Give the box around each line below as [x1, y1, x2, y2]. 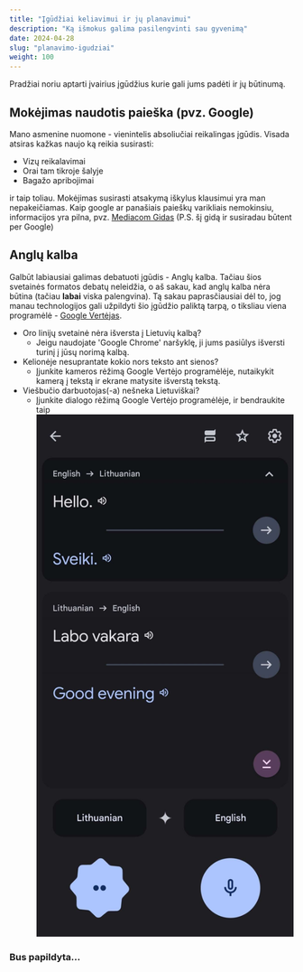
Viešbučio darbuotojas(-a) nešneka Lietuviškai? [22, 385, 200, 396]
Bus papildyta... [9, 951, 81, 964]
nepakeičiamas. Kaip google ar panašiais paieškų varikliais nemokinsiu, [9, 201, 274, 212]
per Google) [9, 221, 54, 232]
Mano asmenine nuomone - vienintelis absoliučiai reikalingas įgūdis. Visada [9, 128, 290, 139]
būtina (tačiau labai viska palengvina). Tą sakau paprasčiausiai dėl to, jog [9, 290, 281, 302]
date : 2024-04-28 [9, 33, 75, 42]
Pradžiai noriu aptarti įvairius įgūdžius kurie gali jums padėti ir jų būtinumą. [9, 79, 286, 89]
